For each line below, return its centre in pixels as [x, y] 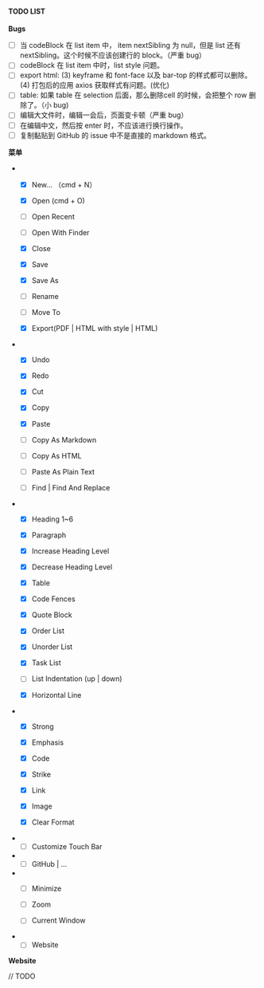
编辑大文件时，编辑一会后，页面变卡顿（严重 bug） [104, 115]
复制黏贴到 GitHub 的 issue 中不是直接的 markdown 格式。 [115, 135]
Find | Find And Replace [71, 487]
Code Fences [53, 599]
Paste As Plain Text [63, 471]
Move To [46, 313]
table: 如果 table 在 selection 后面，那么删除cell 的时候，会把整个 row [133, 95]
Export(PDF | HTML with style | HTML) [95, 329]
